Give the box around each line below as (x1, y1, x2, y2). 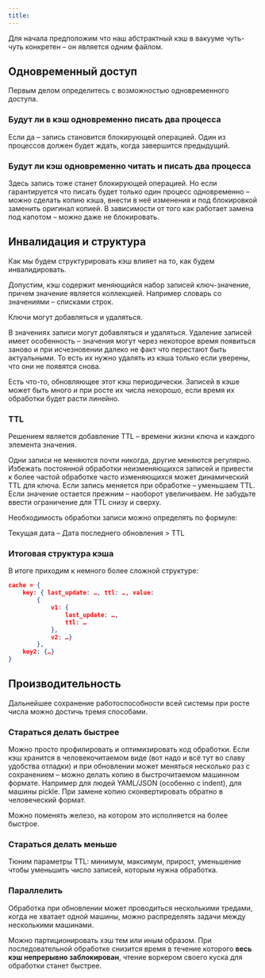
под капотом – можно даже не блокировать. (8, 212, 160, 222)
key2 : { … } (22, 648, 56, 656)
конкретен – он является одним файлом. (25, 41, 163, 52)
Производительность (8, 677, 121, 691)
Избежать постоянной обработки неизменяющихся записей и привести (8, 464, 254, 473)
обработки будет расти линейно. (8, 394, 121, 403)
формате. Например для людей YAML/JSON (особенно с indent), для (8, 779, 242, 788)
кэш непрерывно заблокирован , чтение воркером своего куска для (8, 952, 243, 961)
